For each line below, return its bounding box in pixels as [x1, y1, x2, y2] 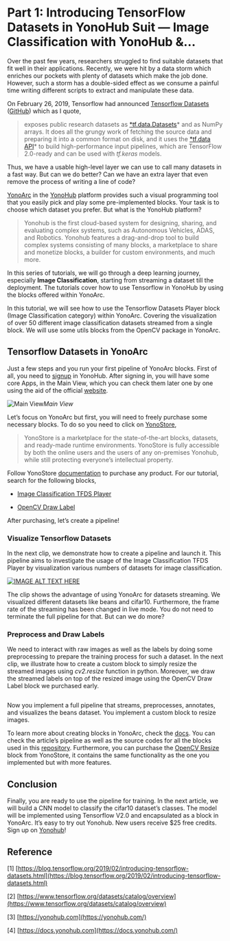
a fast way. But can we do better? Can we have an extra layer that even [7, 170, 208, 178]
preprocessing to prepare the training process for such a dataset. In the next [7, 652, 224, 661]
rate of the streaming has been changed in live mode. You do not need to [7, 605, 214, 614]
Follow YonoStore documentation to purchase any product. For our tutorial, [7, 468, 219, 477]
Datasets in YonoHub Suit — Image [7, 19, 209, 35]
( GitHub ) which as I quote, [7, 107, 81, 115]
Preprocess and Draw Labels [7, 629, 105, 639]
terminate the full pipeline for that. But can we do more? [7, 612, 165, 621]
